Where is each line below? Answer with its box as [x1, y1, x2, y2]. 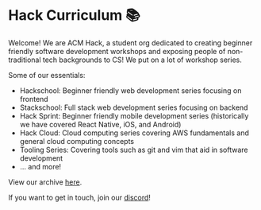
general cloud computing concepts [19, 136, 135, 146]
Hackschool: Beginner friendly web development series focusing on [19, 85, 242, 95]
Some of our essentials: [8, 70, 86, 80]
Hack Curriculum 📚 [8, 6, 140, 25]
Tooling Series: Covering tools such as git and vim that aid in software [19, 145, 248, 154]
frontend [19, 94, 49, 103]
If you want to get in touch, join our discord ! [8, 192, 151, 202]
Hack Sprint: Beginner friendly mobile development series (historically [19, 111, 249, 120]
